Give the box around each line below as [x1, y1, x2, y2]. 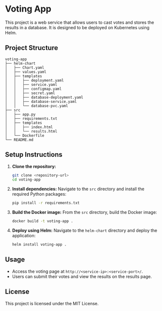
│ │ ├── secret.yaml [5, 91, 55, 96]
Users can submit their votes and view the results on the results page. [12, 273, 152, 279]
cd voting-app [12, 177, 41, 182]
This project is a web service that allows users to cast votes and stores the [5, 19, 154, 25]
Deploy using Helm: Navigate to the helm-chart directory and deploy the [12, 228, 158, 233]
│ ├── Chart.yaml [5, 65, 45, 70]
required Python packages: [12, 191, 66, 197]
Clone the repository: [12, 164, 56, 169]
